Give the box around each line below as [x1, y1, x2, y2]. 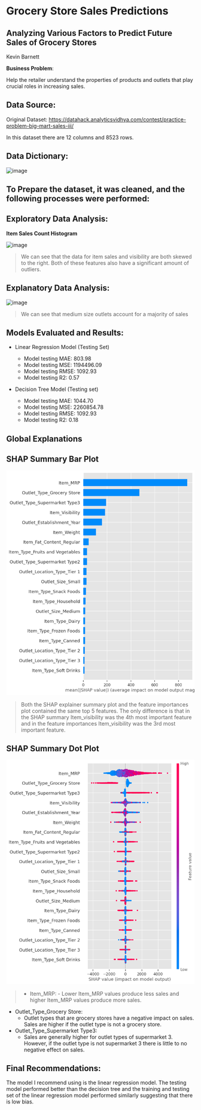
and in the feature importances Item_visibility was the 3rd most [20, 720, 176, 727]
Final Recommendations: [6, 1063, 101, 1074]
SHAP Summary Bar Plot [6, 454, 99, 464]
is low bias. [6, 1098, 34, 1105]
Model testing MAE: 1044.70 [23, 397, 94, 405]
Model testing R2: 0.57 [23, 374, 80, 381]
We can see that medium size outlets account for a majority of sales [20, 310, 188, 317]
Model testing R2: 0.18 [23, 417, 79, 424]
